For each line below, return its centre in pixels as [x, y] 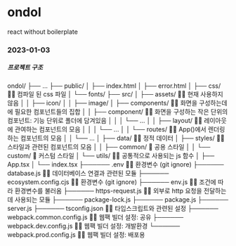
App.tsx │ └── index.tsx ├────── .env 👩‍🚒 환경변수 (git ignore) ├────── [116, 164]
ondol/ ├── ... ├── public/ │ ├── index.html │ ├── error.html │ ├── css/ [114, 86]
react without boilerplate [43, 32]
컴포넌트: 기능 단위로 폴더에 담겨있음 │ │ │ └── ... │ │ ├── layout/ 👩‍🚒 [105, 120]
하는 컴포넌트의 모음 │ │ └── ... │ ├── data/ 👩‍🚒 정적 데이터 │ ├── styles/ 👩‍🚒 [116, 138]
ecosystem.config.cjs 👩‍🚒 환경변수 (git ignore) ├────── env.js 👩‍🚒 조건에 [112, 182]
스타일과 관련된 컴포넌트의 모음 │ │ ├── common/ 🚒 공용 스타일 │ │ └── [109, 147]
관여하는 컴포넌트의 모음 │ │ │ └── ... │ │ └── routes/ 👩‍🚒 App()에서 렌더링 [120, 129]
